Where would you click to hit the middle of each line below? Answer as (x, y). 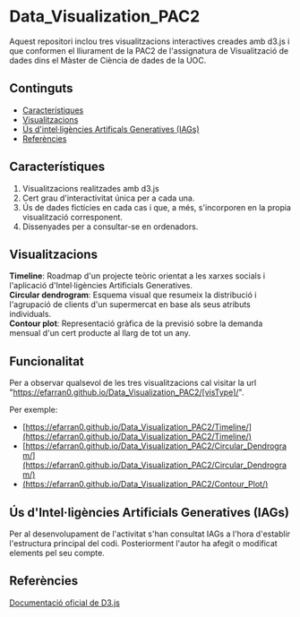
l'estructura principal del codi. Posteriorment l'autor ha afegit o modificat (143, 543)
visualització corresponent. (73, 217)
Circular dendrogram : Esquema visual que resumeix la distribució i (133, 295)
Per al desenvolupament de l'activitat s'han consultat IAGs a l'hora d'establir (150, 534)
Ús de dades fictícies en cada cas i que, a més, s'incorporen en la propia (156, 207)
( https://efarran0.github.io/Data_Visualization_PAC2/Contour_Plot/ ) (145, 484)
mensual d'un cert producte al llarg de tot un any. (100, 333)
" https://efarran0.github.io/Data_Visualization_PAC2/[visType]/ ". (127, 392)
